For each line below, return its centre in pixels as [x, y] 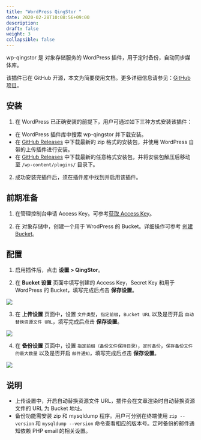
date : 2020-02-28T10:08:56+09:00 [48, 17]
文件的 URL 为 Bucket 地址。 [50, 408]
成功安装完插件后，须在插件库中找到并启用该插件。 [78, 177]
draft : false [22, 29]
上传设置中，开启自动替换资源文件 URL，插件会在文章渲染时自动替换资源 [105, 401]
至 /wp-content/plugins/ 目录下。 [56, 164]
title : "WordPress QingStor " [44, 12]
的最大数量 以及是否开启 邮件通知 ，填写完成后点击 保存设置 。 [87, 353]
